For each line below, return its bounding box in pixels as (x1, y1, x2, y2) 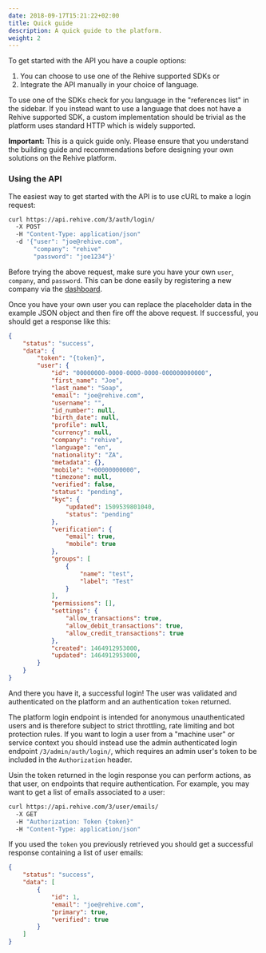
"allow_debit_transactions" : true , (65, 621, 184, 630)
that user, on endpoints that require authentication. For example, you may (8, 779, 250, 788)
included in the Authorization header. (8, 755, 133, 764)
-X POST (15, 223, 42, 231)
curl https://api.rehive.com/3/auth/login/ (8, 215, 156, 224)
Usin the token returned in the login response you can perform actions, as (8, 770, 252, 780)
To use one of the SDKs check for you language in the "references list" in (8, 95, 249, 105)
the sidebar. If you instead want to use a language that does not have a (8, 104, 242, 114)
